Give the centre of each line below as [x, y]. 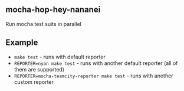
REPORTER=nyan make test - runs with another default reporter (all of [96, 63]
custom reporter [34, 82]
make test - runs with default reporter [60, 57]
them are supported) [39, 69]
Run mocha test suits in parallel [44, 24]
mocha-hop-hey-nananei [53, 10]
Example [22, 43]
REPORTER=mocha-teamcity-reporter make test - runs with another [93, 76]
